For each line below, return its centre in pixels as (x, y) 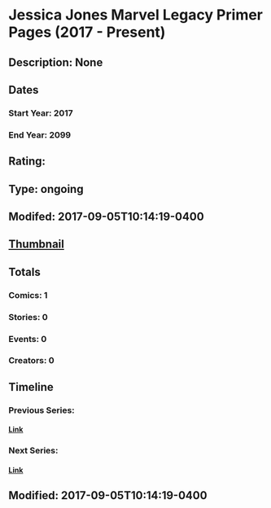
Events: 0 (28, 339)
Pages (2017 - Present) (87, 32)
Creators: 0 (31, 361)
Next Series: (33, 451)
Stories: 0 (28, 317)
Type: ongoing (46, 189)
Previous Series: (42, 410)
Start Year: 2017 (41, 113)
